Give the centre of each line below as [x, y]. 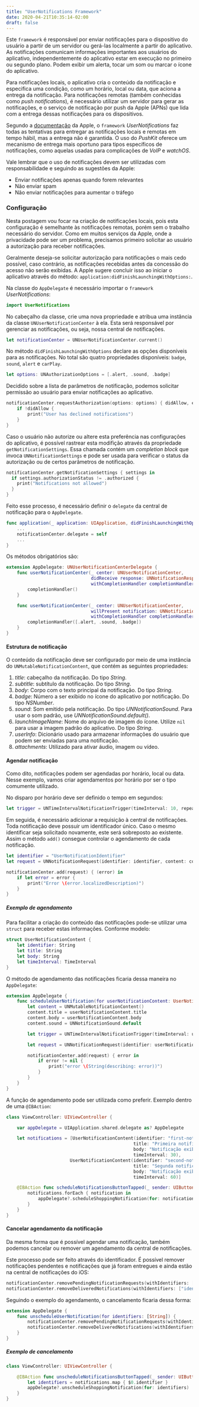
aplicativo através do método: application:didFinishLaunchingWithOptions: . [99, 276]
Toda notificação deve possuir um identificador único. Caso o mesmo [91, 826]
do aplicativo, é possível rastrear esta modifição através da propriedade [94, 443]
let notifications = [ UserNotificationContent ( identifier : [91, 1138]
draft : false [22, 23]
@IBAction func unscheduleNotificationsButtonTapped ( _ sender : [97, 1377]
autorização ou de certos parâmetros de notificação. [70, 462]
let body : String [38, 956]
